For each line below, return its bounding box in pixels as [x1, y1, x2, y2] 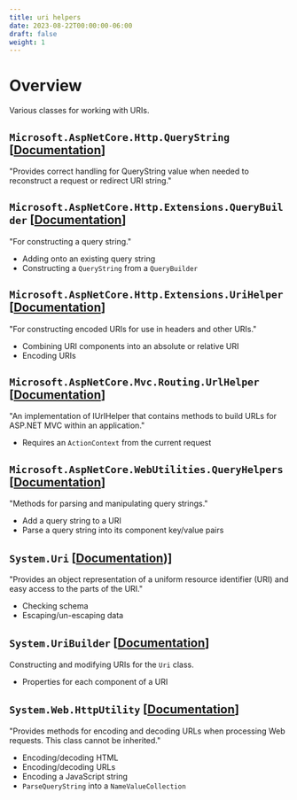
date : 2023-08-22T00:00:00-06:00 [9, 21, 133, 30]
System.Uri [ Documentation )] [9, 550, 173, 565]
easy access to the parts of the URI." [9, 584, 144, 594]
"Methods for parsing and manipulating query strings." [9, 498, 208, 509]
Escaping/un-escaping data [21, 610, 124, 621]
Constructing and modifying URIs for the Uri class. [9, 659, 195, 670]
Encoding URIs [21, 350, 77, 361]
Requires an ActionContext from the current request [21, 438, 212, 448]
